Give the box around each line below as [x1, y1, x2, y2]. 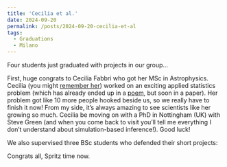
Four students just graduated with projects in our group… [7, 61, 169, 69]
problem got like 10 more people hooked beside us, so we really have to [7, 96, 210, 104]
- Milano [13, 42, 38, 49]
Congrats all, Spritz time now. [7, 152, 91, 160]
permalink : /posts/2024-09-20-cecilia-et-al [7, 23, 136, 30]
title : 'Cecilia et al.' [7, 10, 78, 17]
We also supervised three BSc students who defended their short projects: [7, 139, 218, 146]
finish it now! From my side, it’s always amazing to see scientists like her [7, 104, 211, 111]
